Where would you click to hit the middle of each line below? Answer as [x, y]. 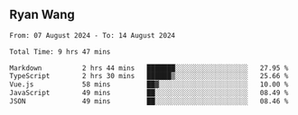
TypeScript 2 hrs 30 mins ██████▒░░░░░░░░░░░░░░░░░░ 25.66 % [149, 76]
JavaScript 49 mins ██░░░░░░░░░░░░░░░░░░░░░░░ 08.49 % [149, 93]
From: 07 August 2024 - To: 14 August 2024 [93, 35]
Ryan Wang [42, 15]
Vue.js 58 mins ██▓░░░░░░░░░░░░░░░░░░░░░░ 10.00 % [149, 84]
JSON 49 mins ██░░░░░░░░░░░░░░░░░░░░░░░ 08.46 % [149, 102]
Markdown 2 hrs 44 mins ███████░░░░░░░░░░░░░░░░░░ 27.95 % [149, 68]
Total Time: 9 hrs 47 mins [60, 52]
